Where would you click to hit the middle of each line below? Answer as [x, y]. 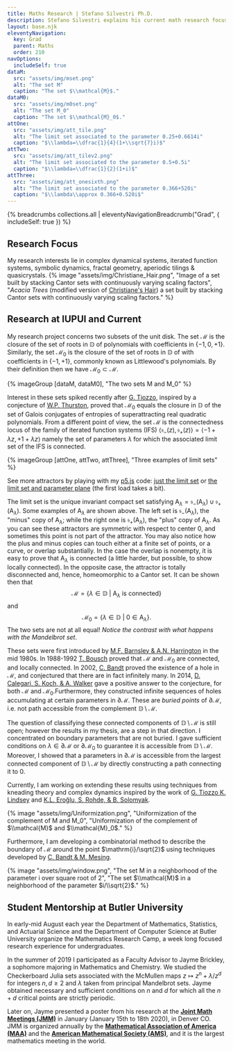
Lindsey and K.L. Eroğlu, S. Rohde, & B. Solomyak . [79, 800]
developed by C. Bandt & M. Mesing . [60, 857]
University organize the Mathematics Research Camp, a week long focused [115, 939]
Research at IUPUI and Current [75, 319]
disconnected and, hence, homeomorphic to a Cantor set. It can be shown [113, 575]
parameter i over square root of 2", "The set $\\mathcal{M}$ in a [99, 878]
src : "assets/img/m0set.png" [55, 104]
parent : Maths [34, 46]
